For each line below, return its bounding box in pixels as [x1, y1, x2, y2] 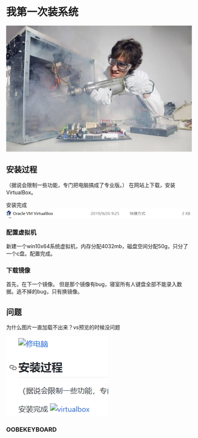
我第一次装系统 [6, 5, 79, 19]
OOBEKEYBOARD [6, 426, 57, 434]
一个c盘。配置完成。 [6, 250, 56, 257]
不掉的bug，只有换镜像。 [21, 288, 83, 295]
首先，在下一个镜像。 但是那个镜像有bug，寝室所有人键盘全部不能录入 [6, 281, 177, 288]
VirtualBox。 [6, 189, 37, 196]
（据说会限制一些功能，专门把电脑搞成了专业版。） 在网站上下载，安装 [6, 181, 176, 189]
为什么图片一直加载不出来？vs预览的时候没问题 [6, 324, 121, 331]
